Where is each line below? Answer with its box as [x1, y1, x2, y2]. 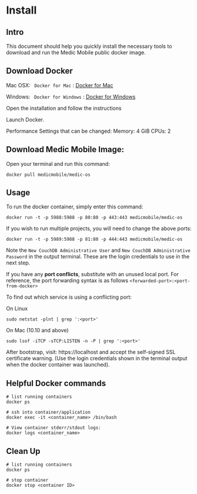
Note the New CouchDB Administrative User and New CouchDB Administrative [6, 247, 191, 254]
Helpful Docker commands [6, 378, 106, 388]
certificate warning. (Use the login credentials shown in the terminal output [6, 355, 188, 362]
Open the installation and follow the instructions [6, 104, 122, 112]
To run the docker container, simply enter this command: [6, 203, 143, 210]
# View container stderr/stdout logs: [6, 425, 101, 431]
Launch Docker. [6, 116, 44, 123]
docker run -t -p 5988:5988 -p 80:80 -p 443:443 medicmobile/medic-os [6, 215, 183, 221]
